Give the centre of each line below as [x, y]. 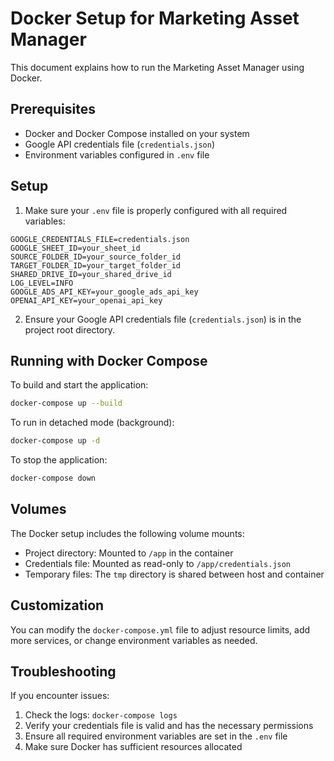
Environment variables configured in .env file [117, 154]
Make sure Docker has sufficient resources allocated [133, 747]
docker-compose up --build [66, 403]
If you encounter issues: [60, 696]
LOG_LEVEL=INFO [42, 283]
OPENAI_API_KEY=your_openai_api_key [86, 300]
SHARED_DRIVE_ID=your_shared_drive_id [91, 274]
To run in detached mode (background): [92, 423]
